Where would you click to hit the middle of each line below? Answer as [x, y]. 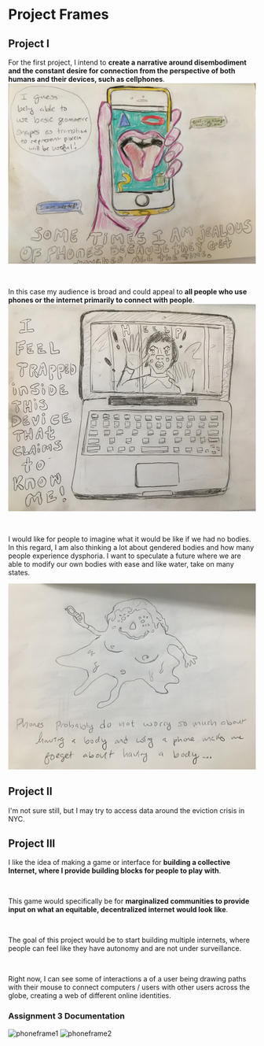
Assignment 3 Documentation [67, 1016]
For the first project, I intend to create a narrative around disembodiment [128, 62]
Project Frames [59, 15]
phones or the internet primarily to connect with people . [101, 300]
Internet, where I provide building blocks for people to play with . [115, 870]
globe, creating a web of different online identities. [90, 996]
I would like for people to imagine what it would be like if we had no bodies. [130, 539]
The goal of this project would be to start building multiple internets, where [129, 940]
